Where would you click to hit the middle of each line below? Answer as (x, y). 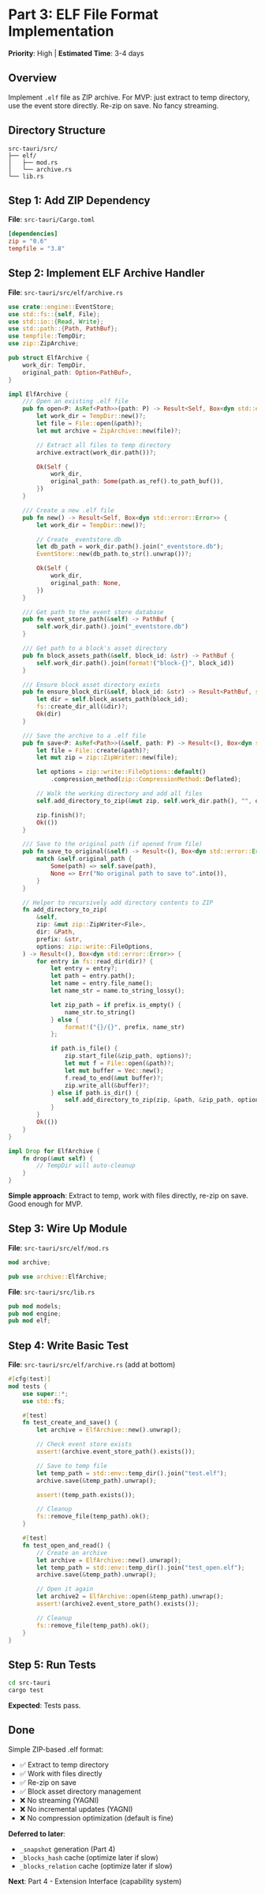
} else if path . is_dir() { (95, 1092)
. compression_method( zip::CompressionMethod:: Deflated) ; (146, 779)
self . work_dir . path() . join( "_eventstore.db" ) (113, 627)
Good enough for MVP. (45, 1204)
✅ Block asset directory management (80, 1791)
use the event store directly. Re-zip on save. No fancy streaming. (114, 105)
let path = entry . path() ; (93, 976)
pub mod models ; (35, 1306)
